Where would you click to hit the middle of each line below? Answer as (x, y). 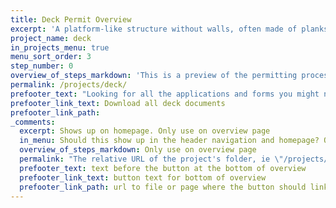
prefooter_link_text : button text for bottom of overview (143, 177)
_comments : (33, 122)
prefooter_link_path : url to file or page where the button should (163, 187)
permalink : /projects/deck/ (69, 85)
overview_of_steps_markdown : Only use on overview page (138, 150)
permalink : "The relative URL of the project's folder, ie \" (151, 159)
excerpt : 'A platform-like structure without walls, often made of (154, 29)
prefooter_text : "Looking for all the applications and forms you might (165, 94)
